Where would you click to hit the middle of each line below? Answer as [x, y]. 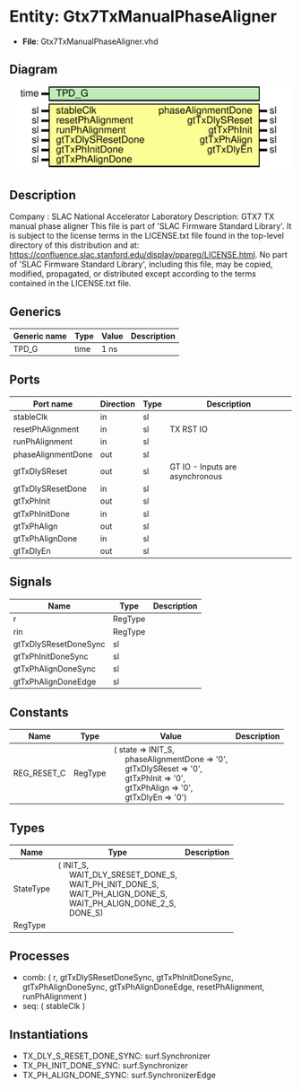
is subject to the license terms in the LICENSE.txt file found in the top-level [147, 236]
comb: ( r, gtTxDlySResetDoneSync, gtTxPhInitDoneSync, [128, 978]
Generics [35, 312]
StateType [32, 889]
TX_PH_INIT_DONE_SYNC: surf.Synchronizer [105, 1066]
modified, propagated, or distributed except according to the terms [133, 274]
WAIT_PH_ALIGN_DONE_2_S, [122, 903]
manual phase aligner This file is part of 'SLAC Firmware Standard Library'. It [150, 226]
